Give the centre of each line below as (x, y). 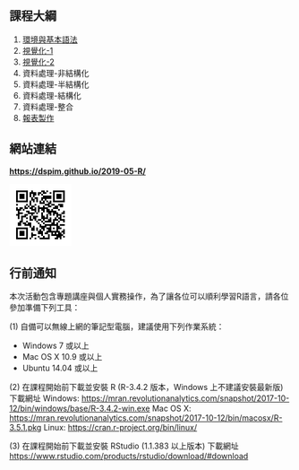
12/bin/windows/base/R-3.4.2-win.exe (80, 409)
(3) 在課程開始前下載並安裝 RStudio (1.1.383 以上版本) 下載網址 (124, 446)
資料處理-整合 (48, 107)
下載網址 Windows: (44, 398)
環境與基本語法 (50, 39)
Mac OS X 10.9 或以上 (62, 357)
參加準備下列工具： (45, 308)
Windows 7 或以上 (56, 346)
